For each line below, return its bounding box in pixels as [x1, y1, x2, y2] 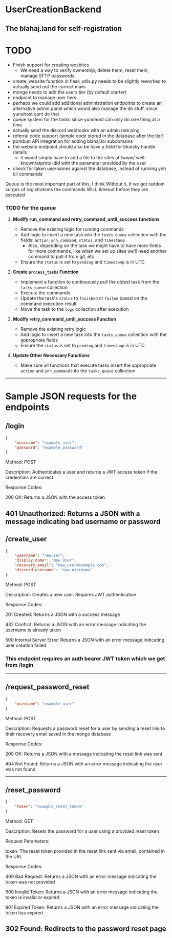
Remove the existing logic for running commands [20, 226, 124, 232]
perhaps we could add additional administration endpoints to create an [12, 100, 162, 106]
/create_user [5, 535, 47, 543]
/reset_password [5, 785, 61, 794]
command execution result [20, 301, 77, 307]
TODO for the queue [5, 204, 56, 212]
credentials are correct [5, 474, 54, 481]
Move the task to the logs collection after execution [20, 306, 129, 312]
